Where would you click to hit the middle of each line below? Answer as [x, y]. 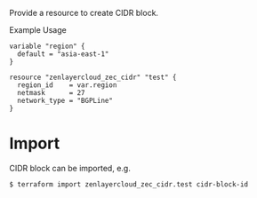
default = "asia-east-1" [63, 54]
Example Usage [38, 30]
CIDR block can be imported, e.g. [70, 168]
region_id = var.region [67, 85]
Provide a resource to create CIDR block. [84, 13]
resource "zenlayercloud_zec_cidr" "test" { [93, 77]
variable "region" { [48, 46]
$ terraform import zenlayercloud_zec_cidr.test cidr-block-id [129, 184]
